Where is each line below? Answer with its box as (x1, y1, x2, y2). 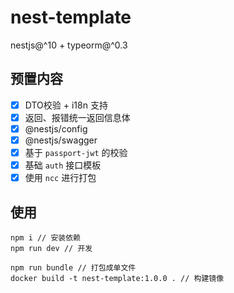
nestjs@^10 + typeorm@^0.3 (10, 39, 128, 51)
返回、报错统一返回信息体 (24, 111, 131, 123)
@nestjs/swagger (24, 134, 98, 146)
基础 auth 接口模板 (24, 159, 102, 171)
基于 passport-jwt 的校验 (24, 147, 128, 158)
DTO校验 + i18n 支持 (24, 99, 108, 111)
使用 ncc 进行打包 (24, 172, 97, 184)
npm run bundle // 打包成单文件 (10, 263, 137, 273)
